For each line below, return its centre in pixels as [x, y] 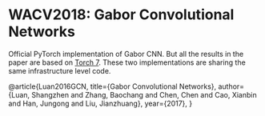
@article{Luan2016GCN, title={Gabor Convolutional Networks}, [112, 86]
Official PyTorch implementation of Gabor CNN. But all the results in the [126, 54]
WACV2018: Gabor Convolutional [121, 15]
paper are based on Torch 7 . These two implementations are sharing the [127, 62]
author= [231, 86]
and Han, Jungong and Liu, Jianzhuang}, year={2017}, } [100, 103]
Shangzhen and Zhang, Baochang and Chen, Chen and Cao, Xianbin [145, 94]
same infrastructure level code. [60, 70]
